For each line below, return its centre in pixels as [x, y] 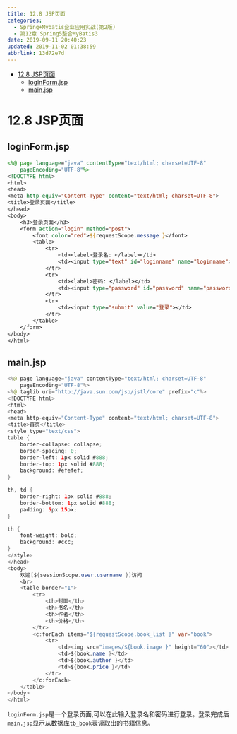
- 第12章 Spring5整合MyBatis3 [56, 34]
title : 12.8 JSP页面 [36, 14]
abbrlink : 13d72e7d [36, 54]
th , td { [20, 490]
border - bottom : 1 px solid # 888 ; [67, 503]
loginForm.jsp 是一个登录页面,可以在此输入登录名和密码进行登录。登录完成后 [119, 714]
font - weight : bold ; [49, 535]
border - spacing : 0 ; [49, 451]
